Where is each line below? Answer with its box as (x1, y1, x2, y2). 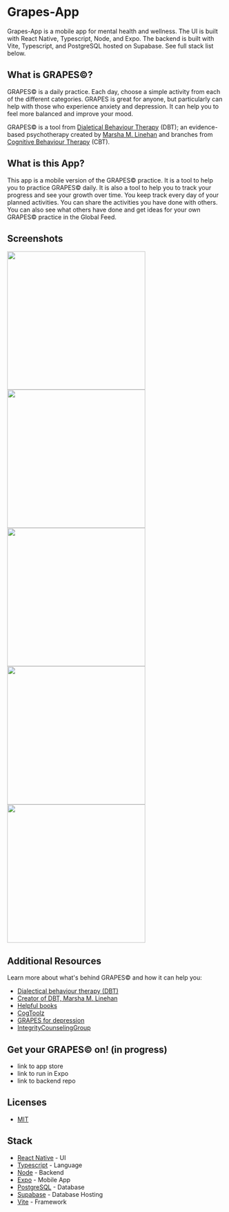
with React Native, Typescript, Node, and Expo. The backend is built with (7, 34, 215, 42)
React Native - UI (17, 1153, 66, 1162)
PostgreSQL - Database (17, 1183, 85, 1191)
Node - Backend (17, 1168, 64, 1176)
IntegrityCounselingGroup (17, 1024, 91, 1032)
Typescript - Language (17, 1161, 83, 1169)
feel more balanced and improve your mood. (7, 109, 133, 118)
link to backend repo (17, 1076, 76, 1085)
